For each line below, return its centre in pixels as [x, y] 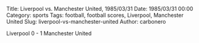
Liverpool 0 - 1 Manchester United [49, 33]
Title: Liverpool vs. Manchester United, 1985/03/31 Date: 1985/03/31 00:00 [100, 9]
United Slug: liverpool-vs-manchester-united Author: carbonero [86, 21]
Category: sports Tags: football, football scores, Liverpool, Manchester [95, 15]
